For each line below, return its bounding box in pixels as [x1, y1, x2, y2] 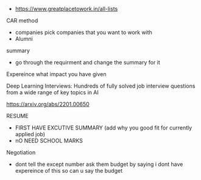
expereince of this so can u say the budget [15, 167, 123, 174]
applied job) [15, 131, 46, 137]
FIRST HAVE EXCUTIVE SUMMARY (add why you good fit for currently [15, 124, 192, 131]
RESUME [6, 112, 29, 119]
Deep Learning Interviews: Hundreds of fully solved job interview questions [6, 82, 196, 89]
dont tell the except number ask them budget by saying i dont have [15, 161, 183, 168]
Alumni [15, 35, 33, 42]
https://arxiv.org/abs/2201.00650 [6, 100, 90, 108]
